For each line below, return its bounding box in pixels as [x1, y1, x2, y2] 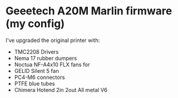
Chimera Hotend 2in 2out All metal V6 [14, 86, 108, 93]
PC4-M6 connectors [14, 73, 65, 81]
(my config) [5, 17, 65, 30]
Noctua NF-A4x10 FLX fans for [14, 61, 90, 68]
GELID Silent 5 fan [14, 67, 59, 74]
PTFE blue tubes [14, 79, 55, 87]
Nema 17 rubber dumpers [14, 54, 77, 62]
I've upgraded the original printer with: [5, 36, 100, 44]
